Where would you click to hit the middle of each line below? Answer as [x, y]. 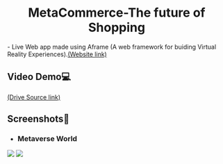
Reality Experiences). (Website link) [57, 54]
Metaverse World [47, 139]
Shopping [117, 27]
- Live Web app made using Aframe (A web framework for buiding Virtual [112, 47]
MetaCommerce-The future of [117, 13]
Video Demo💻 [39, 77]
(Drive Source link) [34, 97]
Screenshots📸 [39, 119]
